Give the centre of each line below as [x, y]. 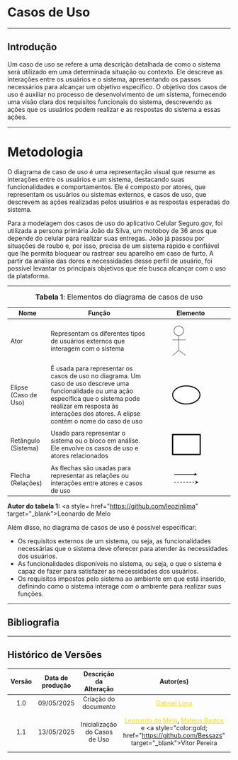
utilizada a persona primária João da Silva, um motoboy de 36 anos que [112, 230]
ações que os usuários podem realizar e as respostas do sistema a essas [114, 109]
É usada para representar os [92, 368]
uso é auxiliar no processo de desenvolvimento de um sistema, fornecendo [117, 94]
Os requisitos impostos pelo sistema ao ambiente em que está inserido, [122, 579]
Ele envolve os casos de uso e [95, 448]
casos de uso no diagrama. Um [96, 376]
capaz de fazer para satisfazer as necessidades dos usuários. [108, 572]
